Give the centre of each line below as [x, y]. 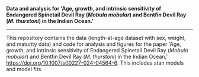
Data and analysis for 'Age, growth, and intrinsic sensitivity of [84, 9]
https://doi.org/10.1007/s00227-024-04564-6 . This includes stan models [95, 63]
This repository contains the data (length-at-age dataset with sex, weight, [96, 38]
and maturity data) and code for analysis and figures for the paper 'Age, [94, 44]
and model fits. [24, 69]
